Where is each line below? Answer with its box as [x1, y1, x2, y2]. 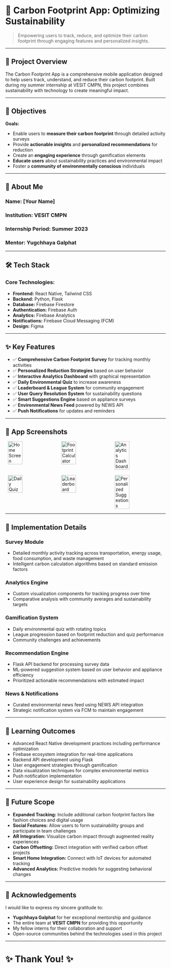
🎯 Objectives [5, 107, 47, 116]
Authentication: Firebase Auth [12, 307, 77, 313]
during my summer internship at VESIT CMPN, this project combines [5, 82, 149, 88]
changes [12, 871, 32, 877]
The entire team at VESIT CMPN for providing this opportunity [12, 919, 144, 926]
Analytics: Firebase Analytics [12, 312, 75, 318]
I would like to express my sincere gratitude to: [5, 904, 103, 910]
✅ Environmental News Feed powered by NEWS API [12, 402, 124, 408]
